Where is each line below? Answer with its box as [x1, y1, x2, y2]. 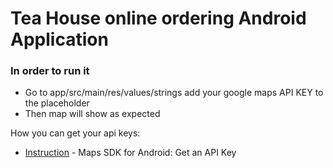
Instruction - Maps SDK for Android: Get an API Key [24, 147, 237, 159]
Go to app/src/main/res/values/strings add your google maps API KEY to [24, 87, 324, 99]
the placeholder [24, 97, 90, 109]
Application [10, 28, 109, 51]
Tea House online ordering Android [10, 7, 307, 30]
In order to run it [10, 64, 90, 78]
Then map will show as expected [24, 108, 161, 120]
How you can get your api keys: [10, 127, 141, 139]
